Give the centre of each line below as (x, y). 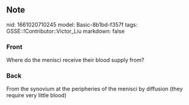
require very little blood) (37, 95)
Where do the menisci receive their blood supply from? (75, 60)
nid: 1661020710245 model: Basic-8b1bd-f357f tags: (72, 24)
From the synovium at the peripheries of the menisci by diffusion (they (94, 89)
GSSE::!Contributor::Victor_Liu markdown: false (66, 31)
